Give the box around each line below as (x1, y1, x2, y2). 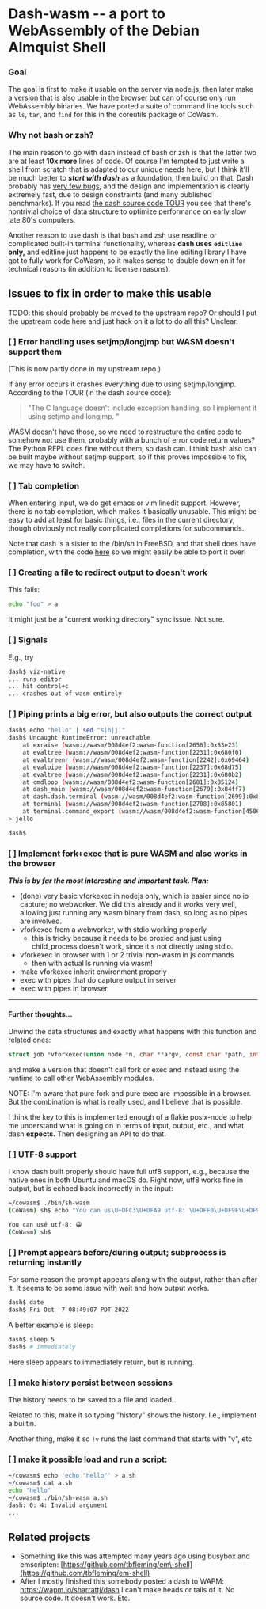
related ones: (8, 1035, 51, 1045)
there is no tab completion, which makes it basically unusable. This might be (8, 507, 257, 516)
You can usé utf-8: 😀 (8, 1221, 82, 1229)
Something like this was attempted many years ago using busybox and (19, 1551, 251, 1561)
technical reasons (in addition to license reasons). (8, 264, 171, 273)
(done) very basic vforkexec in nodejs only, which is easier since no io (19, 892, 249, 900)
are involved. (19, 916, 63, 926)
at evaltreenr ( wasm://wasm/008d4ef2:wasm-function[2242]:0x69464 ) (22, 755, 249, 764)
